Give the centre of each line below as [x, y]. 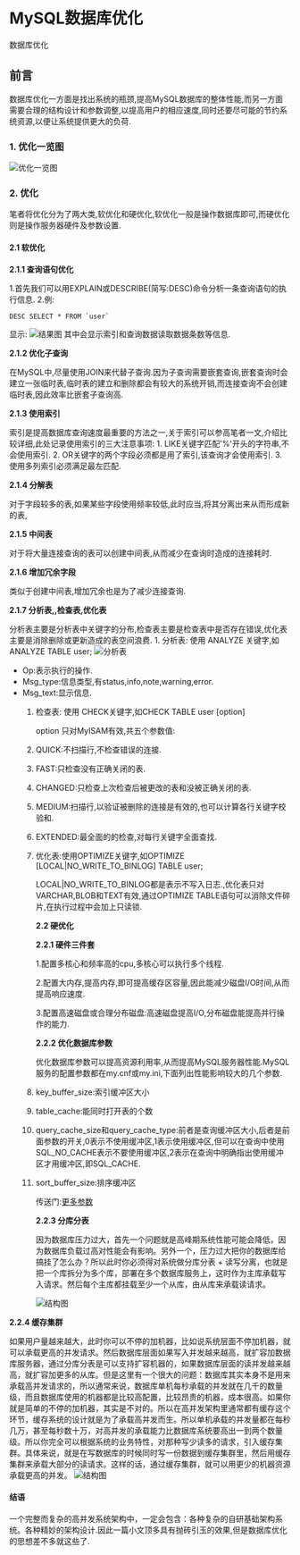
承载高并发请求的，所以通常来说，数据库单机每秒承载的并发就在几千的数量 [146, 1385]
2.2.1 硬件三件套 [65, 945]
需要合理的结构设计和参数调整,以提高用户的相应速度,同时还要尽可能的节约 [145, 110]
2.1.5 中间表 [31, 534]
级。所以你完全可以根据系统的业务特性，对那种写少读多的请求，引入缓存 [142, 1442]
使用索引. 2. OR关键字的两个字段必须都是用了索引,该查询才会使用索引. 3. [150, 454]
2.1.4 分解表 [31, 484]
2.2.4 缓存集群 [36, 1322]
